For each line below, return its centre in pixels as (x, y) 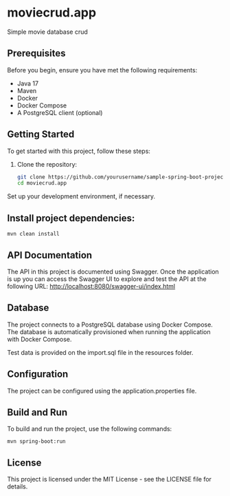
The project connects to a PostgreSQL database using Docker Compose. (110, 324)
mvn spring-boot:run (37, 442)
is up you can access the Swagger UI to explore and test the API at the (107, 279)
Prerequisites (36, 53)
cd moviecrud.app (42, 183)
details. (18, 486)
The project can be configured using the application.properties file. (102, 391)
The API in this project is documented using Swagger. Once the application (113, 271)
